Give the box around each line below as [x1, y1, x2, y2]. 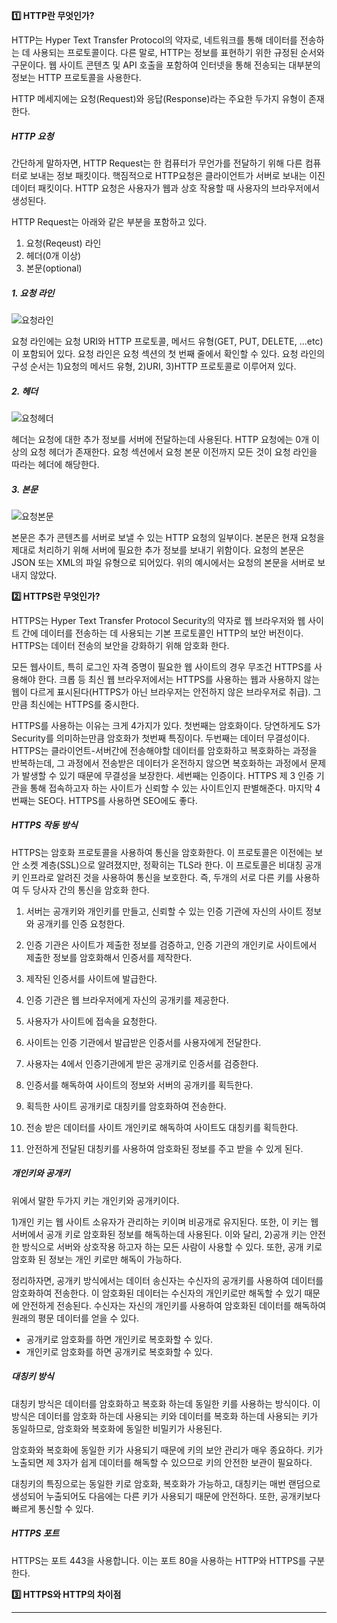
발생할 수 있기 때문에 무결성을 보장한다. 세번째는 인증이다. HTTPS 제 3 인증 [21, 769, 314, 781]
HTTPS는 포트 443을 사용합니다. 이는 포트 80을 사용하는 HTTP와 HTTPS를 [11, 1554, 307, 1566]
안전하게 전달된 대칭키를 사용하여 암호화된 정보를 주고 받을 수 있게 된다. [25, 1142, 304, 1154]
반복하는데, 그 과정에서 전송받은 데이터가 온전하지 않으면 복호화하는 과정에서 [11, 757, 308, 769]
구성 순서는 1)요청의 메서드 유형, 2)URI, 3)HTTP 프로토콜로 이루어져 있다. [11, 360, 297, 372]
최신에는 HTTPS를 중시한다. [29, 698, 139, 710]
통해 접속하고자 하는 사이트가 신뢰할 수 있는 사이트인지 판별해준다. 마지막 [29, 782, 313, 794]
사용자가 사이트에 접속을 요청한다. [25, 1015, 158, 1027]
